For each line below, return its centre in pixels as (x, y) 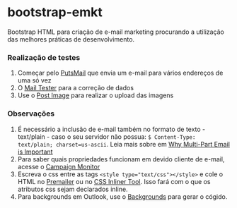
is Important (35, 152)
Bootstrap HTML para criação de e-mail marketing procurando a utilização (116, 32)
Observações (31, 114)
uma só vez (34, 80)
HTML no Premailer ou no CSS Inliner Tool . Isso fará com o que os (114, 181)
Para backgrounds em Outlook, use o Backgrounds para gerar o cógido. (122, 196)
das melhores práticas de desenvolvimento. (71, 39)
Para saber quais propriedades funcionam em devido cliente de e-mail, (121, 159)
